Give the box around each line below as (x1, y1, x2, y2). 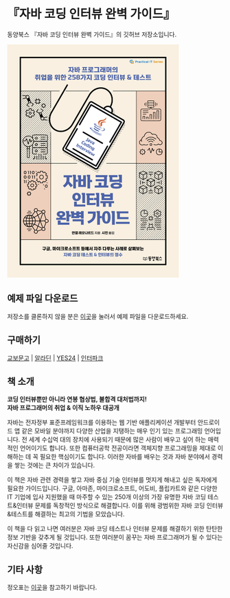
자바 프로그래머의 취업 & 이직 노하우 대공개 (7, 404, 120, 412)
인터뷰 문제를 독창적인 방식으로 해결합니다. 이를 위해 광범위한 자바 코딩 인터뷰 (16, 501, 224, 510)
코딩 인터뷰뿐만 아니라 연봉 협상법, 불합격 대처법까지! (7, 395, 148, 403)
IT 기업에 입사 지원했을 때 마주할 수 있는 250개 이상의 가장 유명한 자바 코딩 (7, 493, 207, 501)
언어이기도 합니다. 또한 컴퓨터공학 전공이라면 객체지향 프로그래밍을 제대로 (19, 444, 216, 453)
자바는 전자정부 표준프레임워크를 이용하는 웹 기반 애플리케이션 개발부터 (7, 418, 196, 427)
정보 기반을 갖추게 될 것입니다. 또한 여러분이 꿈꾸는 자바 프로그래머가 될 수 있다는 (7, 533, 223, 542)
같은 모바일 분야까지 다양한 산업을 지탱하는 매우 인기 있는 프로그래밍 (21, 427, 203, 435)
